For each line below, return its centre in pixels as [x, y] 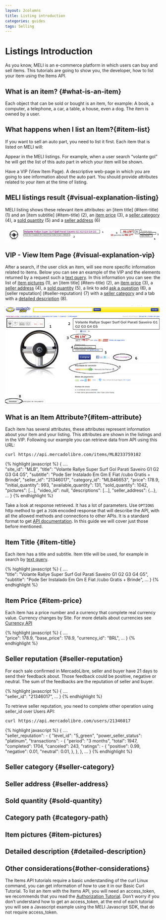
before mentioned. [24, 527]
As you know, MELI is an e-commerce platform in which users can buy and [81, 65]
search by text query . [27, 559]
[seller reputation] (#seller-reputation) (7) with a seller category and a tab [80, 293]
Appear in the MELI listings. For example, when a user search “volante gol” [81, 156]
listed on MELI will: [24, 147]
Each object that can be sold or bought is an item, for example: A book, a [80, 103]
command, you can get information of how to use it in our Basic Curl [75, 886]
